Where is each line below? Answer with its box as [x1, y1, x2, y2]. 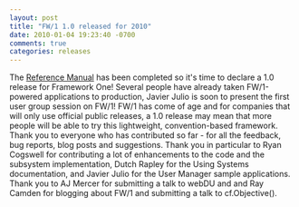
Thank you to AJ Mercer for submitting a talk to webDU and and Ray [9, 178, 265, 189]
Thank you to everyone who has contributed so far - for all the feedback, [9, 130, 282, 141]
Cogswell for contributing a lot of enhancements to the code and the [9, 149, 265, 160]
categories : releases [9, 47, 92, 56]
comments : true [9, 38, 67, 48]
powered [9, 92, 43, 103]
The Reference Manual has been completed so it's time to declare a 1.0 [9, 72, 275, 83]
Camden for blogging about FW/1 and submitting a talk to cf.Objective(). [9, 188, 278, 199]
